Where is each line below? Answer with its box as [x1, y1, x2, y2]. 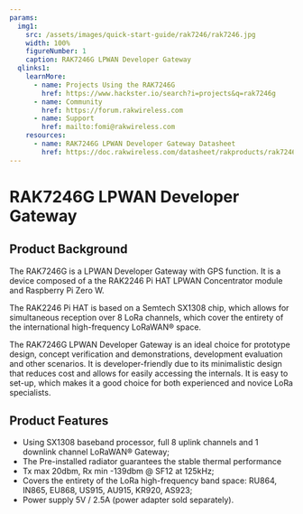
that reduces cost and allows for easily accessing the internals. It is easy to [9, 368, 289, 378]
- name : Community [32, 97, 103, 107]
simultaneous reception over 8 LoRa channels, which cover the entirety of [9, 312, 284, 322]
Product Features [9, 413, 109, 429]
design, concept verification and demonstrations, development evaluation [9, 349, 283, 360]
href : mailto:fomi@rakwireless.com [41, 123, 176, 132]
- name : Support [32, 114, 95, 123]
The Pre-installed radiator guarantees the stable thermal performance [22, 456, 282, 467]
